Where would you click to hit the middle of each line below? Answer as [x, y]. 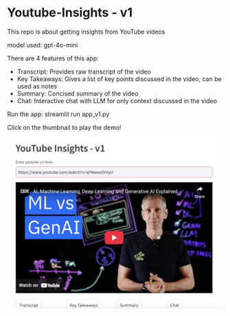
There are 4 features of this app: [53, 58]
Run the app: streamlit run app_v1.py [58, 114]
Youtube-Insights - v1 [70, 13]
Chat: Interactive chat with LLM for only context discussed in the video [117, 100]
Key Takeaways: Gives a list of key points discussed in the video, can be [119, 79]
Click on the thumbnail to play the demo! [64, 127]
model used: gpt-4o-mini [43, 45]
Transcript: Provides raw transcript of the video [84, 71]
